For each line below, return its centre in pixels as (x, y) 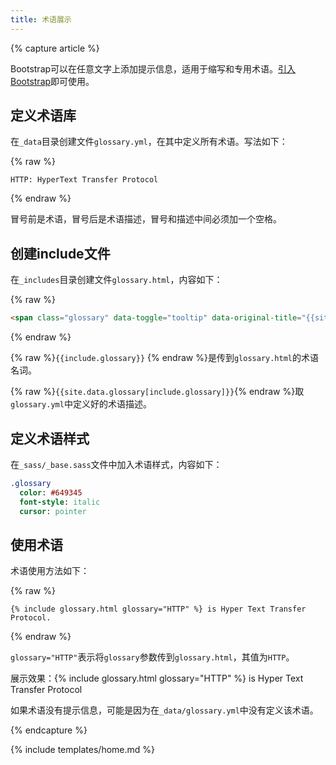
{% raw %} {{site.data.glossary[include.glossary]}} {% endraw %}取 (157, 392)
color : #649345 (51, 492)
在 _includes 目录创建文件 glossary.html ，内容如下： (116, 280)
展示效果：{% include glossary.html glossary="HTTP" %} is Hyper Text (157, 678)
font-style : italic (60, 502)
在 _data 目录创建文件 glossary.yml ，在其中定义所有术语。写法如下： (149, 142)
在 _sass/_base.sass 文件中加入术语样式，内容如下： (116, 464)
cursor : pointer (53, 511)
